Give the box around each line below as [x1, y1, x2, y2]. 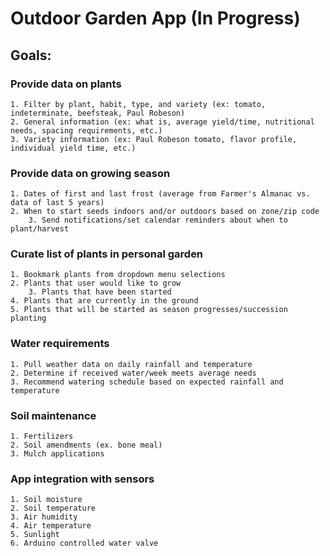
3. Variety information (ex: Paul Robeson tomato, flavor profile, [10, 134, 298, 144]
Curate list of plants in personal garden [10, 247, 204, 261]
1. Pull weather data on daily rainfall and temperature [10, 359, 253, 369]
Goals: [10, 47, 52, 64]
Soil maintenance [10, 408, 97, 422]
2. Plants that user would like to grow [10, 278, 182, 289]
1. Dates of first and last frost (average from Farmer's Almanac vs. [10, 189, 311, 199]
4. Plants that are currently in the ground [10, 296, 199, 306]
